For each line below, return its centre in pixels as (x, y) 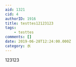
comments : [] (18, 37)
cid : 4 (12, 14)
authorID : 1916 (21, 19)
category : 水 (18, 46)
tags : (11, 28)
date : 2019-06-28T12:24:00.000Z (38, 42)
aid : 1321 (15, 10)
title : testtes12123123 (29, 23)
